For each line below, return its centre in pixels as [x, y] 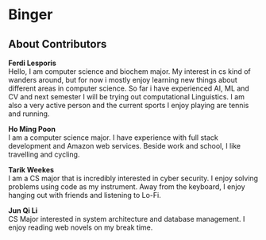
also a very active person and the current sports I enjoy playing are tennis [129, 105]
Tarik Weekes [31, 170]
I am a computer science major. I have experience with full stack [113, 137]
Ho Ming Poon [32, 129]
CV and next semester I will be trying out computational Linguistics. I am [126, 97]
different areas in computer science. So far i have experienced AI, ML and [129, 88]
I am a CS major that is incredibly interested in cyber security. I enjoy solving [133, 178]
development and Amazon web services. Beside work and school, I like [124, 146]
